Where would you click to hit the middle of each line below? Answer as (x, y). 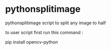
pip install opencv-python (32, 42)
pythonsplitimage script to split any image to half (56, 23)
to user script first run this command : (44, 32)
